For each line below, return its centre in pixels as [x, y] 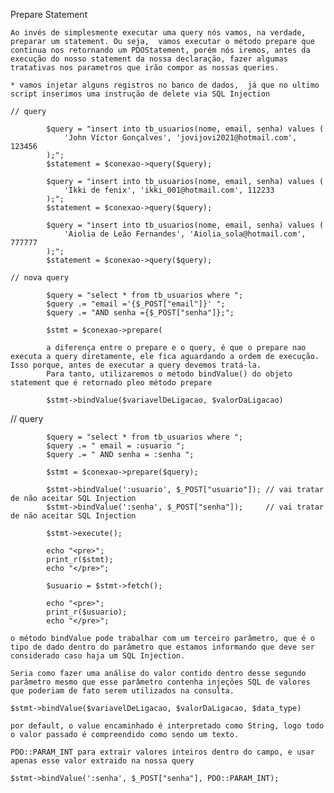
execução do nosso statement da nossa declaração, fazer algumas [149, 59]
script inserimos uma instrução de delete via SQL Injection [140, 94]
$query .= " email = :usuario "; [116, 446]
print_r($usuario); [87, 612]
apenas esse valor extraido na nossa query [102, 761]
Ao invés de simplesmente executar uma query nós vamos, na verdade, [158, 33]
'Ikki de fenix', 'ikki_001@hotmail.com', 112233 [169, 190]
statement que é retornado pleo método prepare [111, 383]
